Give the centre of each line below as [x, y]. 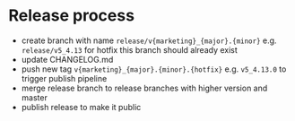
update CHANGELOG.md [67, 59]
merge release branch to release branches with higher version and [144, 88]
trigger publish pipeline [64, 78]
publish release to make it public [81, 107]
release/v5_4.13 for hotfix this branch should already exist [130, 49]
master [35, 97]
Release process [72, 16]
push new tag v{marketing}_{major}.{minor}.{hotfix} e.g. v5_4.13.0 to [154, 69]
